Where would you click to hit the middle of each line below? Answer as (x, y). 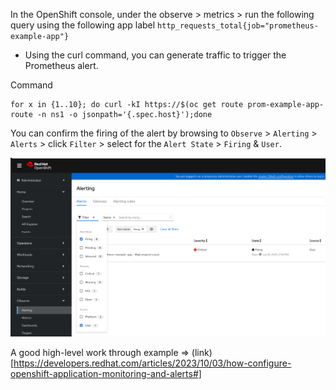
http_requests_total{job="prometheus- (238, 26)
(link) (202, 352)
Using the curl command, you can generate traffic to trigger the (155, 55)
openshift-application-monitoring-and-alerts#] (106, 373)
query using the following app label (83, 25)
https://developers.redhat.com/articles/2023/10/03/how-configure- (152, 363)
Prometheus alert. (61, 65)
